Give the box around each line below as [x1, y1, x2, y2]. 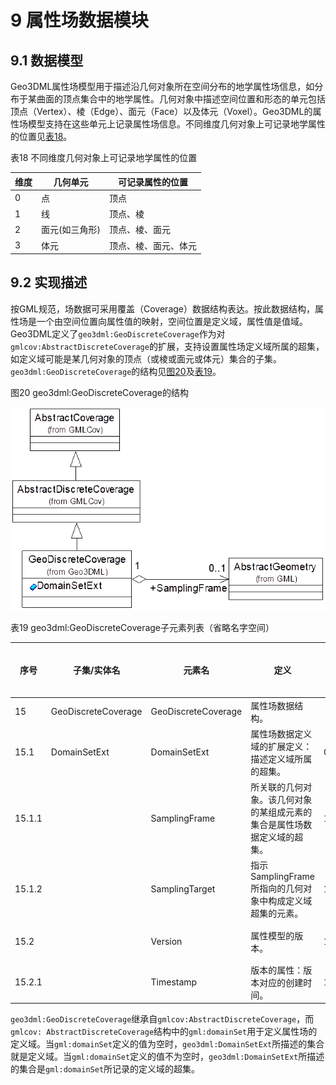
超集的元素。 [250, 907, 304, 920]
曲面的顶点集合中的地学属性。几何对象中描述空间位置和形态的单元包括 [36, 93, 326, 105]
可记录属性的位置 [117, 176, 188, 188]
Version [150, 936, 183, 948]
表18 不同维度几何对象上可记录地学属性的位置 [10, 152, 198, 163]
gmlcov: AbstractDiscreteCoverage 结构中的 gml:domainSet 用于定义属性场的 [10, 1026, 318, 1038]
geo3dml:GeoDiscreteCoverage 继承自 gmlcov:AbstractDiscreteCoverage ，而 [10, 1013, 315, 1025]
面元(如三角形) [41, 224, 101, 236]
